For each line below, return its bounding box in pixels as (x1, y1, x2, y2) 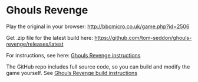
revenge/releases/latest (6, 40, 64, 47)
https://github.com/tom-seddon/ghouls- (94, 34, 192, 41)
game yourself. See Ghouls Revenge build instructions (6, 69, 137, 76)
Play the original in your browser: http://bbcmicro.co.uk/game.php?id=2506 (6, 23, 190, 30)
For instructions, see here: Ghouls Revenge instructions (6, 52, 141, 59)
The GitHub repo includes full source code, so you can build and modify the (6, 63, 190, 70)
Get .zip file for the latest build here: (6, 34, 93, 41)
